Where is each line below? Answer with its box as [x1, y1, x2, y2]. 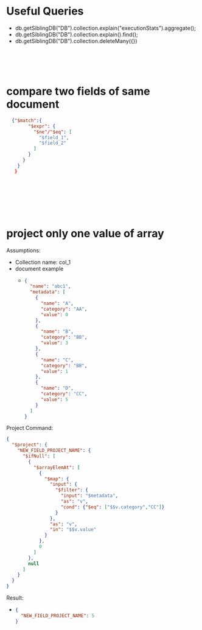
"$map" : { [44, 476, 69, 482]
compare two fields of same [6, 85, 150, 99]
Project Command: [6, 424, 54, 432]
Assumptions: [6, 246, 41, 254]
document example [15, 265, 64, 272]
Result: [6, 594, 24, 601]
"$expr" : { [28, 123, 56, 129]
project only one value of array [6, 226, 164, 240]
